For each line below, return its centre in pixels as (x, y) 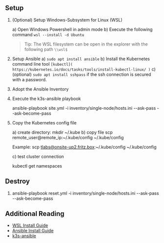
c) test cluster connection (38, 156)
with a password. (29, 79)
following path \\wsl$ (46, 49)
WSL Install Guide (30, 225)
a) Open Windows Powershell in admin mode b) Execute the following (82, 29)
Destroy (18, 182)
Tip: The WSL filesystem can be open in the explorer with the (86, 44)
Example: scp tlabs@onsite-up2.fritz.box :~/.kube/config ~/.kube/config (84, 147)
